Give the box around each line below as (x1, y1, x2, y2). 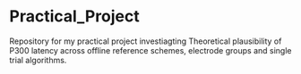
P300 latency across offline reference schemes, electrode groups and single (9, 45, 292, 55)
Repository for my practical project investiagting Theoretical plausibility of (9, 36, 282, 46)
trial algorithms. (9, 54, 67, 65)
